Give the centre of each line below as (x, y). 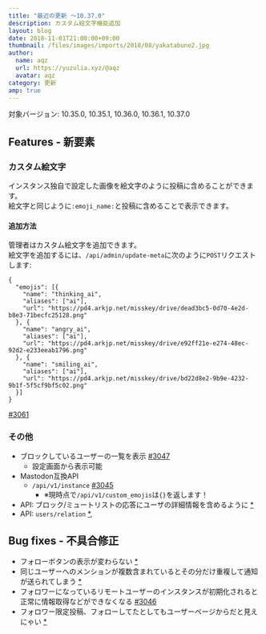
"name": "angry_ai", (57, 330)
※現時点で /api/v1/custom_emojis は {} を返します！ (126, 494)
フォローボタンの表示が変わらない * (79, 562)
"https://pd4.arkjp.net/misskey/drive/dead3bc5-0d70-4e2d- (148, 309)
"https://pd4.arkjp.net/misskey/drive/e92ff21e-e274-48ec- (148, 343)
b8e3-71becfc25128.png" (48, 315)
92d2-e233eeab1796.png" (48, 351)
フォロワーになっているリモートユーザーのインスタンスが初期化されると (139, 591)
